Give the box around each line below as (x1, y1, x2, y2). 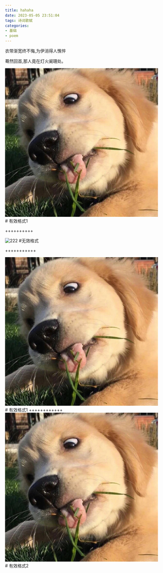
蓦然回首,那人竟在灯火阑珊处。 (5, 58, 66, 64)
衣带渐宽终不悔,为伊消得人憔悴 (5, 48, 66, 53)
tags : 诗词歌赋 (5, 18, 33, 23)
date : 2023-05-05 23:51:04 (5, 13, 60, 18)
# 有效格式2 (5, 563, 29, 569)
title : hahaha (5, 8, 34, 13)
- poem (5, 33, 18, 38)
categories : (5, 23, 29, 28)
